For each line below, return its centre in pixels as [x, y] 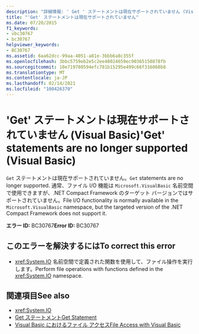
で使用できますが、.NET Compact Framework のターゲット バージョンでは [97, 193]
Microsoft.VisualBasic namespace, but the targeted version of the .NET [94, 207]
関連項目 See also [38, 296]
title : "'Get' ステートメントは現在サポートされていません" [72, 17]
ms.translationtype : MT [36, 73]
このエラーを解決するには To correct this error [91, 246]
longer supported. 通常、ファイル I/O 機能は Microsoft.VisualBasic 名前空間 [100, 185]
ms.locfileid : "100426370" [40, 89]
